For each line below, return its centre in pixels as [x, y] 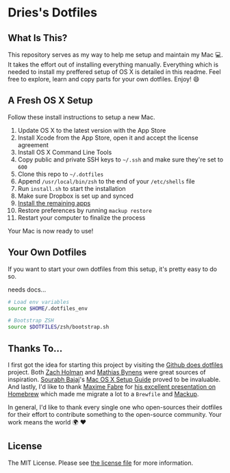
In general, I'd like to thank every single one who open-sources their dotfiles [115, 407]
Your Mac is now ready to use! [51, 231]
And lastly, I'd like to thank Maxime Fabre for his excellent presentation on [112, 386]
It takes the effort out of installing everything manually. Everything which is [113, 64]
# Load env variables [39, 302]
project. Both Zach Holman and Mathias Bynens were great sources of [107, 372]
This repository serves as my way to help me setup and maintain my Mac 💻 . [115, 55]
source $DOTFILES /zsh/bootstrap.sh [59, 327]
